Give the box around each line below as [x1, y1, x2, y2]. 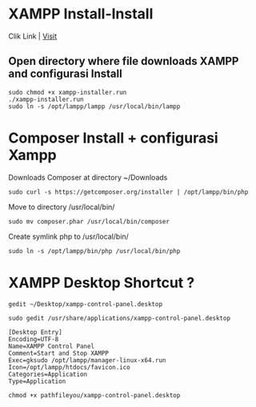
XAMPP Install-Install [8, 5, 154, 23]
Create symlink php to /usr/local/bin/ [8, 232, 130, 241]
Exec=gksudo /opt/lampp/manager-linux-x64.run [8, 356, 166, 365]
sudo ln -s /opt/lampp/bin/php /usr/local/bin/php [8, 247, 181, 255]
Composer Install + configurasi [8, 129, 218, 147]
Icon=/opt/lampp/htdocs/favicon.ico [8, 363, 130, 371]
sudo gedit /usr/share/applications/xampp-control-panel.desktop [8, 314, 230, 322]
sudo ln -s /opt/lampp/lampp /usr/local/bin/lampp [8, 102, 181, 111]
